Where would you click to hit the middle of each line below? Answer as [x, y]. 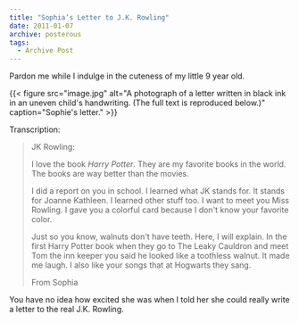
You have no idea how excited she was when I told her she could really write [149, 300]
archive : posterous [46, 34]
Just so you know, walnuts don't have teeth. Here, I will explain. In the [159, 236]
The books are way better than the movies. [110, 174]
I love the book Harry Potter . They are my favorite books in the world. [158, 164]
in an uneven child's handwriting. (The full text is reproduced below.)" [137, 103]
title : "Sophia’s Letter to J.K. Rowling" [89, 17]
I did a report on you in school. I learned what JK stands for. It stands [158, 191]
